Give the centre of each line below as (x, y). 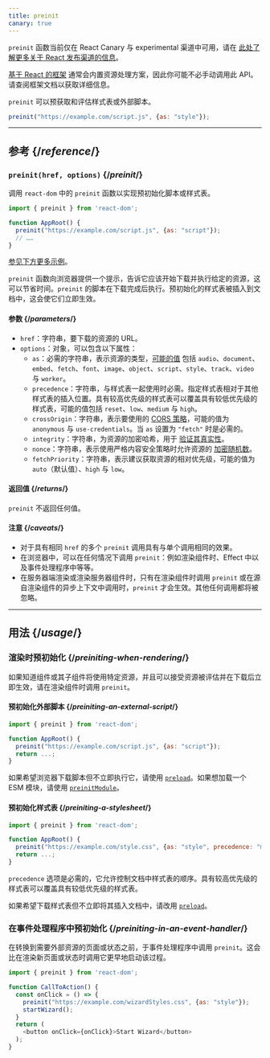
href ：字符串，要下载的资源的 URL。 (81, 338)
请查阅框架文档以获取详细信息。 (61, 84)
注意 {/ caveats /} (36, 528)
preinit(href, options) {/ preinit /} (76, 174)
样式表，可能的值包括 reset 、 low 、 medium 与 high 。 (117, 408)
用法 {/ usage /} (45, 633)
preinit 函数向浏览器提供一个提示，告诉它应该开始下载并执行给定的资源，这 (135, 279)
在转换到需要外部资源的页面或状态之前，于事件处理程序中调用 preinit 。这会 (135, 947)
